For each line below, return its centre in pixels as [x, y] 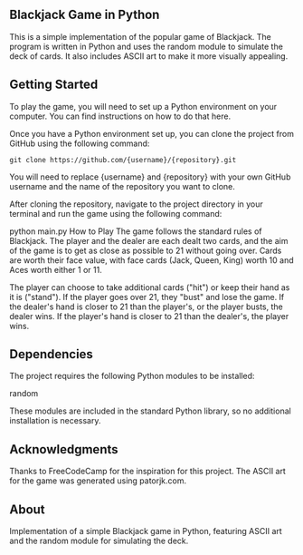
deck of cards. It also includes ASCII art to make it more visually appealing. [149, 56]
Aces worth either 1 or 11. [56, 269]
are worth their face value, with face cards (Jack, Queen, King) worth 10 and [151, 260]
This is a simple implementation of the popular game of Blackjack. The [140, 36]
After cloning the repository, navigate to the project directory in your [137, 204]
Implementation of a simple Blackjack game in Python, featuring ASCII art [146, 531]
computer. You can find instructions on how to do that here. [120, 116]
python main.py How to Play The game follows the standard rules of [136, 231]
